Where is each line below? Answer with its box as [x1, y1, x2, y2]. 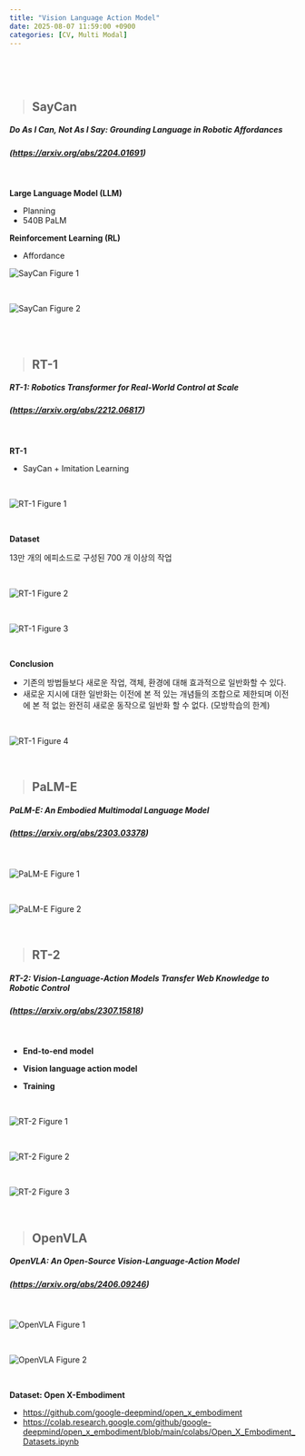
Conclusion [9, 658, 54, 669]
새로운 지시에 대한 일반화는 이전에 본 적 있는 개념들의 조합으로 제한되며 [22, 688, 272, 699]
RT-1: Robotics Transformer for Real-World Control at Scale [9, 382, 239, 393]
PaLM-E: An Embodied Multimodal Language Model [9, 805, 210, 816]
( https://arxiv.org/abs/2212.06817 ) [9, 405, 145, 416]
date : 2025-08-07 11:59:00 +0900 [9, 22, 136, 31]
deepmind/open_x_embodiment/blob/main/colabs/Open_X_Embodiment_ [22, 1427, 296, 1438]
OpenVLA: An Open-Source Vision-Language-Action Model [9, 1255, 241, 1267]
